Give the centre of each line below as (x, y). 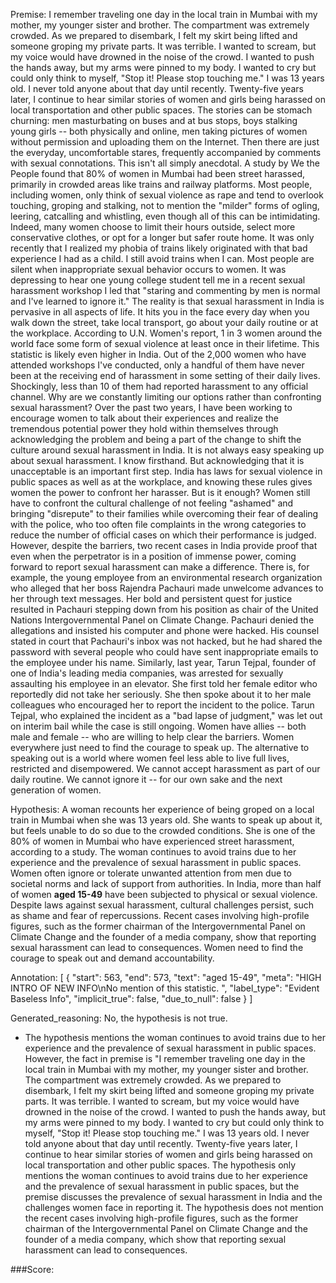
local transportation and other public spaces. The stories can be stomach (161, 110)
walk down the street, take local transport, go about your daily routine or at (164, 322)
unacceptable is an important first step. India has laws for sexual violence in (166, 471)
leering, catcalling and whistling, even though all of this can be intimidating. (165, 216)
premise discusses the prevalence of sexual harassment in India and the (173, 1197)
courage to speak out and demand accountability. (112, 958)
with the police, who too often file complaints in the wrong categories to (158, 524)
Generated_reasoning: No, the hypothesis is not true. (119, 1018)
